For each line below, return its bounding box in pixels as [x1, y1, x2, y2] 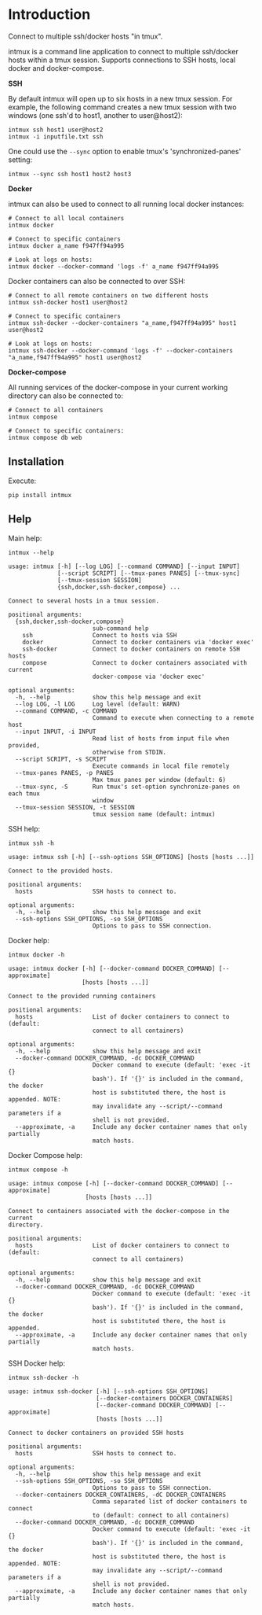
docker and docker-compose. [8, 63, 104, 72]
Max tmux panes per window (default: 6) [92, 776, 226, 784]
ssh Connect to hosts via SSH [22, 631, 177, 639]
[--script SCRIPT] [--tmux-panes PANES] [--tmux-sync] [57, 569, 241, 577]
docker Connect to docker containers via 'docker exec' [22, 638, 255, 646]
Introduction [8, 6, 91, 24]
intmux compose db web [8, 433, 82, 441]
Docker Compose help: [8, 1150, 83, 1160]
